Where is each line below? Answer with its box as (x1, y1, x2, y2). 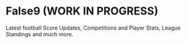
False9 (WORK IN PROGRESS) (5, 4, 159, 18)
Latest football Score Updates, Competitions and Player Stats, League (5, 24, 181, 31)
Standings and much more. (5, 30, 74, 37)
